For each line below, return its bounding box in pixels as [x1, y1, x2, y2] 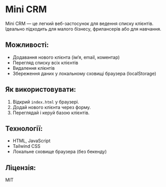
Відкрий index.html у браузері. [12, 98, 80, 105]
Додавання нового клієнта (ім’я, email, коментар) [12, 54, 120, 60]
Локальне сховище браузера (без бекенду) [12, 149, 107, 155]
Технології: [5, 124, 43, 133]
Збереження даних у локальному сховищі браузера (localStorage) [12, 70, 156, 76]
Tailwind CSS [12, 143, 41, 149]
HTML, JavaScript [12, 138, 51, 144]
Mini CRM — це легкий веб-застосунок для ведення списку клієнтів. [5, 20, 154, 26]
